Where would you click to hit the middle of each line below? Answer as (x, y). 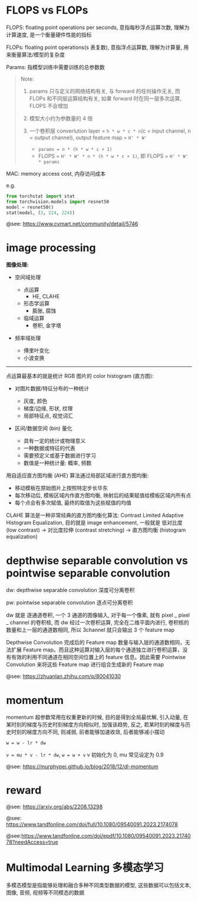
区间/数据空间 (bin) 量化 (43, 429)
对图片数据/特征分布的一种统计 (52, 389)
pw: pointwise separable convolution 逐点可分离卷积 (70, 603)
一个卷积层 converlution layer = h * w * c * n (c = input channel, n (110, 131)
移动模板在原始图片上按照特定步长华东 (61, 488)
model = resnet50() (30, 207)
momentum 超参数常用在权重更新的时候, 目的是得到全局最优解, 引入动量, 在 (97, 717)
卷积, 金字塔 (47, 325)
